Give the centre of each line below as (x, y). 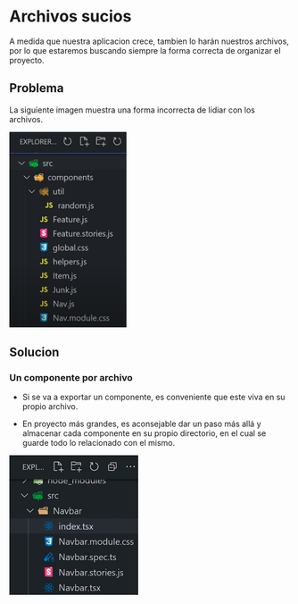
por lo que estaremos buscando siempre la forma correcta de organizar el (145, 50)
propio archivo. (50, 407)
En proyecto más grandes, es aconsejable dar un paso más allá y (141, 424)
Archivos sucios (70, 17)
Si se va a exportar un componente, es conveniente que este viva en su (153, 397)
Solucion (34, 352)
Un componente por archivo (71, 378)
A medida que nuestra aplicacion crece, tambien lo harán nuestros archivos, (149, 41)
